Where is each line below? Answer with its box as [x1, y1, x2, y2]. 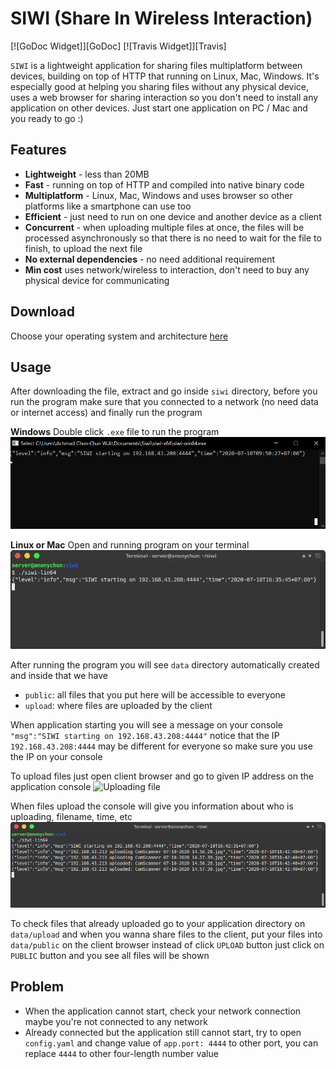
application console [10, 780, 92, 792]
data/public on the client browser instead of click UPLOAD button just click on [10, 938, 325, 951]
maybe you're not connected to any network [24, 1015, 208, 1027]
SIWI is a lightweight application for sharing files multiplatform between [10, 59, 303, 71]
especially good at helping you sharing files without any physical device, [10, 80, 309, 92]
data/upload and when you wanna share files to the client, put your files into [10, 928, 323, 940]
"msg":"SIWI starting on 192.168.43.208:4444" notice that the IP [10, 729, 280, 741]
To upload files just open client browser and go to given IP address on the [10, 770, 314, 782]
